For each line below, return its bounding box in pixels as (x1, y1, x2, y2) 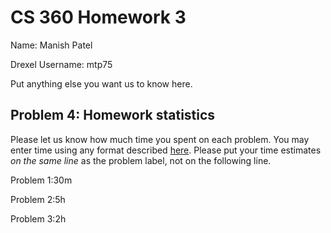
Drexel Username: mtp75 (10, 58, 113, 70)
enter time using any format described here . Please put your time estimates (10, 144, 322, 156)
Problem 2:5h (10, 193, 66, 205)
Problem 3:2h (10, 212, 67, 225)
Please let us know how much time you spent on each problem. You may (10, 133, 310, 145)
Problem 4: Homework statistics (10, 107, 216, 124)
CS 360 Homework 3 (10, 6, 187, 29)
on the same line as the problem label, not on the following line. (10, 154, 272, 166)
